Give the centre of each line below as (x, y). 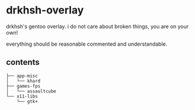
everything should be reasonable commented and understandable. (87, 44)
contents (23, 62)
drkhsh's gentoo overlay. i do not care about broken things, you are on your (97, 26)
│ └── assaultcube (31, 91)
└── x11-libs (22, 96)
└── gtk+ (27, 101)
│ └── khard (23, 81)
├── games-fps (23, 86)
